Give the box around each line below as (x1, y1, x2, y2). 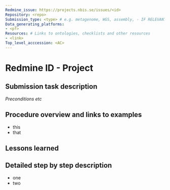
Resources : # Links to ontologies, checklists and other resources (5, 31, 151, 36)
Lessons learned (5, 144, 59, 153)
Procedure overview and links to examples (5, 110, 142, 119)
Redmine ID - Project (5, 62, 94, 73)
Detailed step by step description (5, 161, 112, 170)
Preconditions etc (5, 96, 42, 102)
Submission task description (5, 82, 98, 91)
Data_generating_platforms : (5, 21, 65, 27)
